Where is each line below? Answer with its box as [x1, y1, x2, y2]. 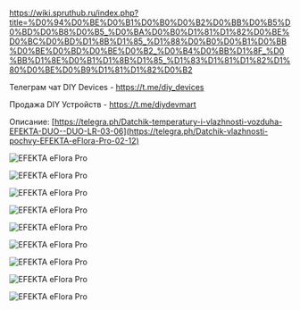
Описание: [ [9, 116, 55, 127]
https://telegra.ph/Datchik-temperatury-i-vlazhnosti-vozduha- [54, 116, 283, 127]
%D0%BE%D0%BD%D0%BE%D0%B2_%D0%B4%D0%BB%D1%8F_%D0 [9, 46, 285, 56]
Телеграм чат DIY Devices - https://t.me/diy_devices [9, 82, 204, 92]
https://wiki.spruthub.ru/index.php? [9, 8, 139, 18]
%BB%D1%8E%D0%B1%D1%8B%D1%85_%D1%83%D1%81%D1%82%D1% [9, 55, 291, 65]
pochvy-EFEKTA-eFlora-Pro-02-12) [9, 136, 140, 146]
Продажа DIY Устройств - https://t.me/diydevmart [9, 99, 196, 110]
